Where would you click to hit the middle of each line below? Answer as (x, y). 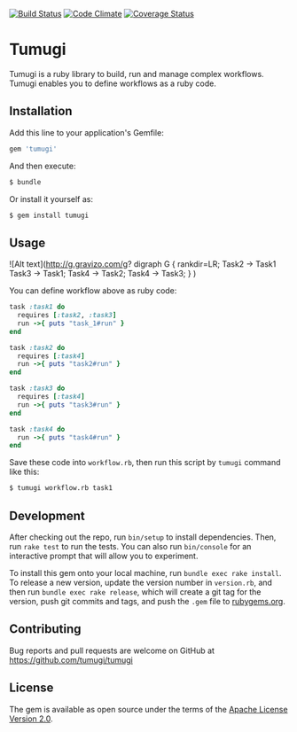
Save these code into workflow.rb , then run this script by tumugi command (145, 463)
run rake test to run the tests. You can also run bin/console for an (130, 546)
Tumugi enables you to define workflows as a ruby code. (113, 83)
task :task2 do (37, 347)
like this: (24, 472)
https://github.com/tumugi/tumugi (71, 659)
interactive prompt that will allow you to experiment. (104, 556)
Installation (41, 111)
